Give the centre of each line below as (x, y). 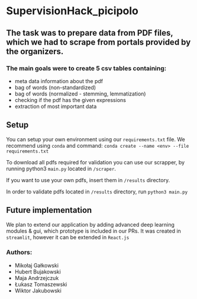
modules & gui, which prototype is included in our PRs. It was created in (94, 231)
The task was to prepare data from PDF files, (90, 33)
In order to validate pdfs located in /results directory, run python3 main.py (97, 192)
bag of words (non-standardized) (55, 87)
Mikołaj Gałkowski (37, 265)
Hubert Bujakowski (38, 272)
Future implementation (49, 210)
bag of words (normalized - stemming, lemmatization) (80, 94)
